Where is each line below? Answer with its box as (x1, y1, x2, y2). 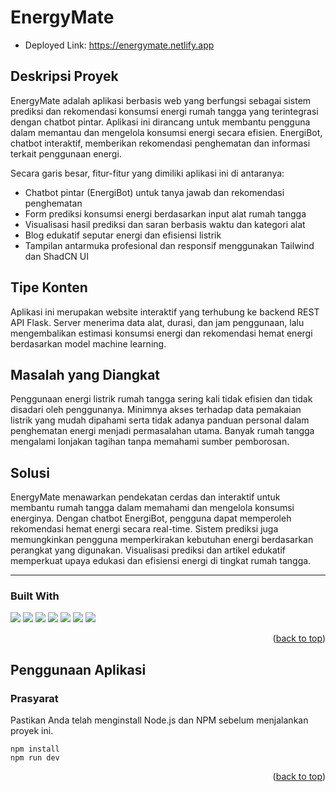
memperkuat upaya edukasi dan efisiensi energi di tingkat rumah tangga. (10, 555, 312, 567)
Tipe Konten (10, 279, 88, 296)
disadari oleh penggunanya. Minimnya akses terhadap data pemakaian (10, 404, 302, 416)
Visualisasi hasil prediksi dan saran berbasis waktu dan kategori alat (24, 218, 306, 230)
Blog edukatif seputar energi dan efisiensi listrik (24, 229, 222, 241)
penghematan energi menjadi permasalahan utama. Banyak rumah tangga (10, 425, 315, 437)
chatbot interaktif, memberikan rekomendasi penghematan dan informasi (10, 137, 311, 149)
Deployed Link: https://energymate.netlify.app (24, 39, 215, 51)
